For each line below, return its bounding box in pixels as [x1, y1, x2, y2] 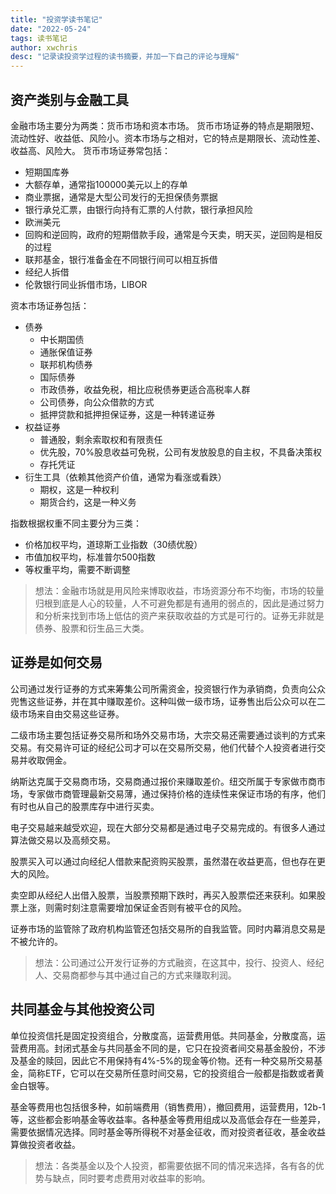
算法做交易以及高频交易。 [10, 834, 116, 846]
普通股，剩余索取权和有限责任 [39, 433, 163, 445]
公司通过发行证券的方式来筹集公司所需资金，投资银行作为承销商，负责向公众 [10, 682, 326, 695]
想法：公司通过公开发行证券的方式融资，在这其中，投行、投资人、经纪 [34, 956, 325, 968]
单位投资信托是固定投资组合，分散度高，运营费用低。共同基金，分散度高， [10, 1029, 317, 1041]
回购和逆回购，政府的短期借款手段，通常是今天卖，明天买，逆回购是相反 [24, 228, 323, 240]
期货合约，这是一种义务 [39, 496, 137, 508]
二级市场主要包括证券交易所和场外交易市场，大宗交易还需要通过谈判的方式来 [10, 729, 326, 741]
